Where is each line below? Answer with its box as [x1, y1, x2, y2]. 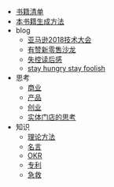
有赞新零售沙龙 [27, 45, 76, 54]
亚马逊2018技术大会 [27, 35, 92, 44]
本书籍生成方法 [15, 17, 64, 26]
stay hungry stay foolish [27, 64, 106, 73]
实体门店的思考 [27, 113, 76, 122]
